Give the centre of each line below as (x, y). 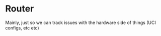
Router (20, 9)
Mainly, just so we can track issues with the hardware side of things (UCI (80, 22)
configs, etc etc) (22, 27)
